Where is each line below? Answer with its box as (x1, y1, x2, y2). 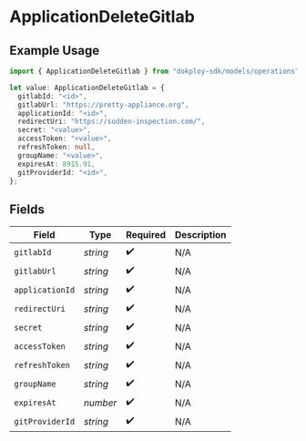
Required (126, 229, 167, 241)
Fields (9, 201, 46, 217)
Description (174, 229, 227, 241)
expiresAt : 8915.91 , (17, 159, 96, 169)
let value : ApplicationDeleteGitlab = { (9, 83, 166, 92)
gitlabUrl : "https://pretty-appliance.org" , (17, 100, 189, 109)
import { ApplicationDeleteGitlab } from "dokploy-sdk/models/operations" (9, 67, 300, 76)
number (83, 396, 117, 409)
